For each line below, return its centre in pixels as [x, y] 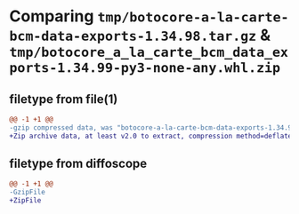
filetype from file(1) [64, 99]
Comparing [52, 16]
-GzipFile [28, 193]
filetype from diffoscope [78, 164]
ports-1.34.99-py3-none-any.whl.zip [145, 68]
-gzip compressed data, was [61, 127]
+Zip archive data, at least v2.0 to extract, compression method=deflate [151, 136]
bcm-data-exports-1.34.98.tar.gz [133, 37]
